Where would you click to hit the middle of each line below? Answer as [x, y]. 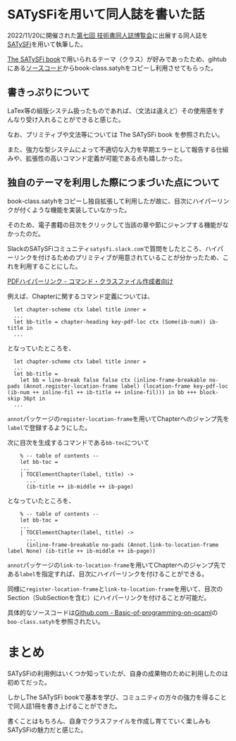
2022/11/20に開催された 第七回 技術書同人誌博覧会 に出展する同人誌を [108, 35]
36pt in [34, 398]
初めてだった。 [29, 682]
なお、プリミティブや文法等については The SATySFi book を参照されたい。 [116, 134]
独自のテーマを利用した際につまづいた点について [114, 183]
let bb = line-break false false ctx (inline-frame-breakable [113, 380]
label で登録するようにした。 [49, 427]
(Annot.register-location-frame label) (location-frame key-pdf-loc [126, 386]
